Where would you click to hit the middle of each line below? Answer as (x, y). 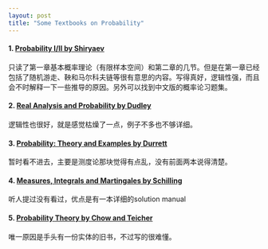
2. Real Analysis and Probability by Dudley (80, 106)
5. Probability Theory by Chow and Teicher (81, 218)
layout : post (30, 16)
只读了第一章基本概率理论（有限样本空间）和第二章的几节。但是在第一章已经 (134, 67)
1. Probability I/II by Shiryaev (57, 49)
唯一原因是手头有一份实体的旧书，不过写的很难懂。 (92, 236)
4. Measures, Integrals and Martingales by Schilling (95, 181)
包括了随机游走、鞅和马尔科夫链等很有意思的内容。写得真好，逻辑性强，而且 (134, 77)
